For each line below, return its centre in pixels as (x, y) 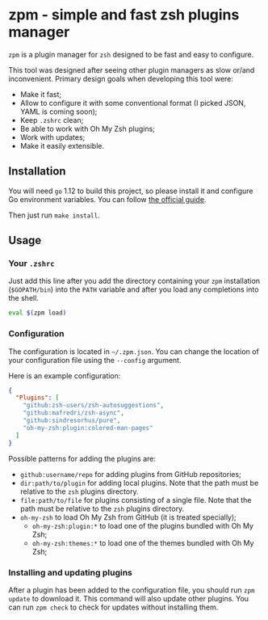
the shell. (23, 298)
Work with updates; (52, 137)
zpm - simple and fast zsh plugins (124, 15)
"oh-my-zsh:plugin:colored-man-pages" (88, 428)
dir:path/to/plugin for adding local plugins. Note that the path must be (139, 483)
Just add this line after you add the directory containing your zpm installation (134, 281)
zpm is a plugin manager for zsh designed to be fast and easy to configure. (131, 54)
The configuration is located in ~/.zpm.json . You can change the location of (134, 351)
